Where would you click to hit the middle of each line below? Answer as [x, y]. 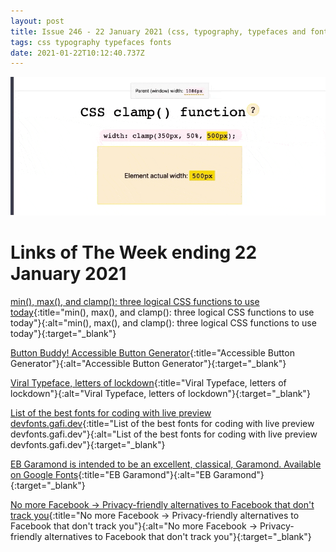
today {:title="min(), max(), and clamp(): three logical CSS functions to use [162, 312]
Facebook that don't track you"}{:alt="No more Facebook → [134, 526]
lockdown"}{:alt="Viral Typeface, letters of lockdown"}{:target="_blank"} [160, 394]
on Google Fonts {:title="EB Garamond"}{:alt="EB [111, 475]
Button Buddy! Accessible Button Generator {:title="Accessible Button [152, 353]
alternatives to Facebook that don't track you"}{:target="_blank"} [178, 537]
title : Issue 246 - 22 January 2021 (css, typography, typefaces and [158, 31]
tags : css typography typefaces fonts [91, 42]
